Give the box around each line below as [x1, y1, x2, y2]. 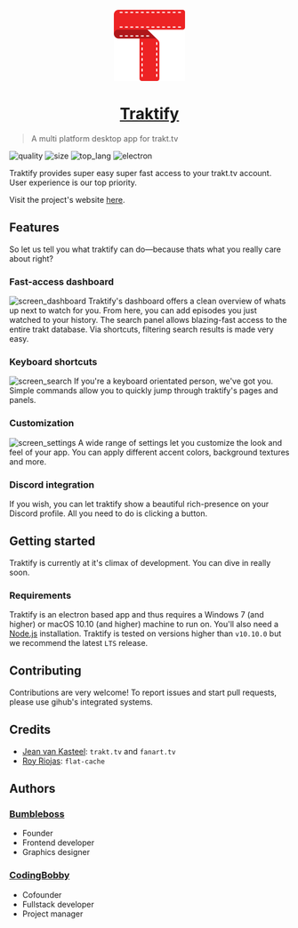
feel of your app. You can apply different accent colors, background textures [9, 447, 290, 457]
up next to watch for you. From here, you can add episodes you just [9, 305, 257, 316]
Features [9, 220, 60, 236]
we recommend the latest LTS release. [9, 638, 149, 649]
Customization [9, 417, 75, 430]
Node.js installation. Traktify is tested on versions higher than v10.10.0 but [9, 628, 282, 639]
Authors [9, 781, 56, 796]
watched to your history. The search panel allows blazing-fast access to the [9, 315, 287, 326]
